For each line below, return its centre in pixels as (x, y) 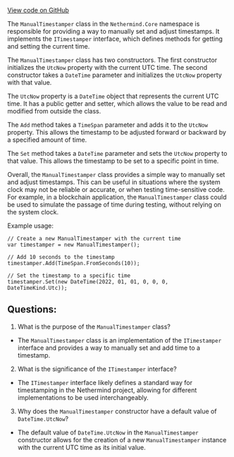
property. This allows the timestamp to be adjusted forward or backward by (117, 132)
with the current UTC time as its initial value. (81, 447)
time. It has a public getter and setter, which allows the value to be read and (117, 104)
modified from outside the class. (54, 111)
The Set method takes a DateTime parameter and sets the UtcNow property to (117, 153)
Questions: (32, 310)
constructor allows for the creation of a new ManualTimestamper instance (122, 439)
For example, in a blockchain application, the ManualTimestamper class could (117, 197)
